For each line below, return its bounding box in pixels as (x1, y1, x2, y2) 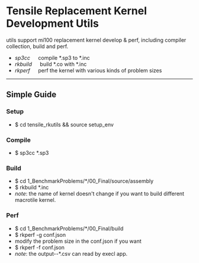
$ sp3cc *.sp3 (14, 149, 49, 156)
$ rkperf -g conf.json (14, 231, 66, 238)
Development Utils (6, 17, 99, 30)
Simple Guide (6, 90, 57, 100)
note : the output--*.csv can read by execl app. (14, 250, 128, 257)
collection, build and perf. (6, 43, 69, 50)
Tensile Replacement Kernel (6, 4, 147, 18)
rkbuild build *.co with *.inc (14, 61, 87, 68)
